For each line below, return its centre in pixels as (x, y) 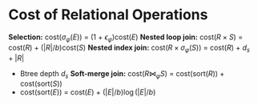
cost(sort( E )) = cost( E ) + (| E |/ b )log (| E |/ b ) (88, 92)
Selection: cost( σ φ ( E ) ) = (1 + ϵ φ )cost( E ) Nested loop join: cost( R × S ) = (125, 38)
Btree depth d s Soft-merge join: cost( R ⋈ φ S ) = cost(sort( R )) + (122, 74)
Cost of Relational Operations (108, 15)
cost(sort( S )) (41, 84)
